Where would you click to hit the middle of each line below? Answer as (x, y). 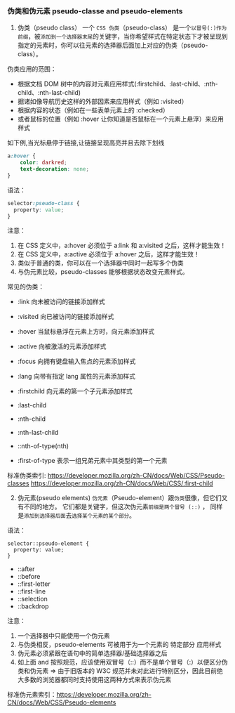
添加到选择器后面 (45, 516)
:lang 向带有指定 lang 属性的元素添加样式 (76, 377)
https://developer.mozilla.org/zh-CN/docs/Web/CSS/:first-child (122, 483)
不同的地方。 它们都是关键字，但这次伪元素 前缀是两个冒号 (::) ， (116, 506)
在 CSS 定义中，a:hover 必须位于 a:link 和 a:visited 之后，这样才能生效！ (122, 246)
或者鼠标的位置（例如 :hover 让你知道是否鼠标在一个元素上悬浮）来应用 (121, 119)
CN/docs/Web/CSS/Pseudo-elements (62, 702)
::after (26, 569)
